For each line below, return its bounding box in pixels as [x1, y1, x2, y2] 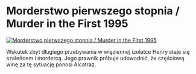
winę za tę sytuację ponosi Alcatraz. [6, 61, 96, 68]
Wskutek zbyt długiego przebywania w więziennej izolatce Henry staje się [6, 48, 190, 55]
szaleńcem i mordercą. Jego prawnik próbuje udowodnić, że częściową [6, 54, 185, 61]
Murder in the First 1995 [6, 17, 128, 30]
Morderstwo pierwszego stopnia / [6, 4, 180, 18]
